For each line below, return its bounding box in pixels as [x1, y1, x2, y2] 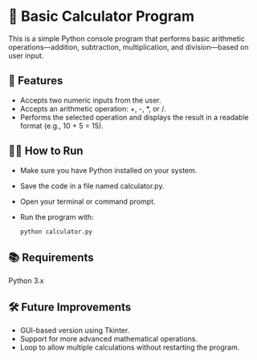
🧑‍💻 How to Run [8, 144, 84, 158]
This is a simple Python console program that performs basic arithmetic [8, 34, 245, 43]
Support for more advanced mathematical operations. [19, 334, 198, 344]
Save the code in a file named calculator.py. [19, 180, 165, 191]
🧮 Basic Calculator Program [8, 7, 195, 26]
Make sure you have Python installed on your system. [19, 165, 198, 175]
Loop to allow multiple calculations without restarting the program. [19, 342, 240, 352]
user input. [8, 51, 44, 60]
